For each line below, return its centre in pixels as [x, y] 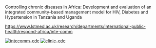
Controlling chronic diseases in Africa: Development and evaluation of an [78, 7]
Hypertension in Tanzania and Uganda [43, 17]
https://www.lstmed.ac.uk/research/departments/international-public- [76, 26]
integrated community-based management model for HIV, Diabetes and [77, 12]
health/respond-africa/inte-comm [39, 31]
